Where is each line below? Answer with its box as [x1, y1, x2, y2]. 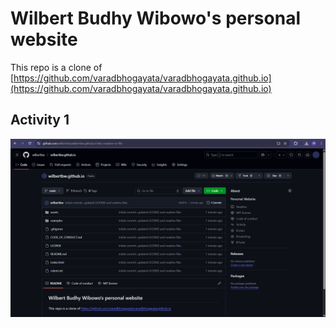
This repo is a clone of [10, 61, 103, 73]
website [10, 28, 78, 51]
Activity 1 [10, 112, 70, 129]
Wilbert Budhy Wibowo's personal [10, 7, 301, 30]
